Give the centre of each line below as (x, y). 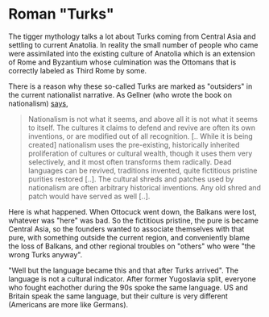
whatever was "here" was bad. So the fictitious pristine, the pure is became (134, 220)
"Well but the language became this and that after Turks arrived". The (124, 270)
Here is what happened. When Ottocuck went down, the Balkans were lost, (132, 211)
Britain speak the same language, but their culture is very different (118, 296)
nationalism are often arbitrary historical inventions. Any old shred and (145, 187)
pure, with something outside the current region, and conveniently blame (129, 237)
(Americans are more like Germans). (68, 304)
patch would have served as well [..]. (89, 196)
